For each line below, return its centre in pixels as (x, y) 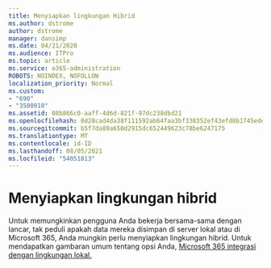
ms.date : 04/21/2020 (43, 46)
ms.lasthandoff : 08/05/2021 (56, 151)
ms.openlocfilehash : (43, 121)
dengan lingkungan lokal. (50, 255)
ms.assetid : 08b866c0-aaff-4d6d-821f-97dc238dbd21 (95, 114)
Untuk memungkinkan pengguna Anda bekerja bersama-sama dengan (125, 221)
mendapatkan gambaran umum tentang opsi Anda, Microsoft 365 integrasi (132, 246)
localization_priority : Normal (61, 83)
